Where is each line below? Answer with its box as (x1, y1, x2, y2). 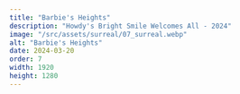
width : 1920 (9, 64, 54, 73)
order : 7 (9, 55, 42, 64)
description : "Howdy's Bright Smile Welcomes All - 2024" (9, 21, 232, 30)
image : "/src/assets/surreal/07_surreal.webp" (9, 30, 188, 38)
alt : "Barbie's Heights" (9, 38, 103, 47)
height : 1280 (9, 72, 59, 81)
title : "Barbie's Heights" (9, 13, 111, 22)
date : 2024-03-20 (9, 47, 75, 56)
